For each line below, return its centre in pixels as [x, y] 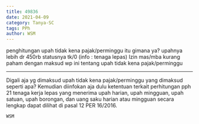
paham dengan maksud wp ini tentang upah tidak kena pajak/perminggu [94, 63]
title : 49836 [22, 12]
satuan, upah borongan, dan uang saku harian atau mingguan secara [90, 99]
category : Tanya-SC [30, 23]
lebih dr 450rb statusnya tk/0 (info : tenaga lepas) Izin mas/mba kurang [93, 57]
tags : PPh [18, 28]
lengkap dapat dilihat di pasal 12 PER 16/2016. [62, 106]
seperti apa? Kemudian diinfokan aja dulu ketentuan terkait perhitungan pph [99, 87]
